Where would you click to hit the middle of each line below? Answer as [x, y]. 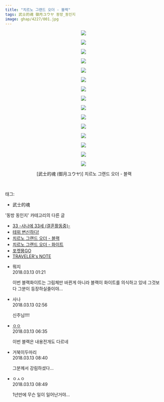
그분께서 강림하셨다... [33, 368]
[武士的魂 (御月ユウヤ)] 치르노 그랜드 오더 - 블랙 [84, 174]
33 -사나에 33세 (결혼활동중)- [41, 226]
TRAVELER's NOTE [32, 257]
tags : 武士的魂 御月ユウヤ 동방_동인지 [41, 14]
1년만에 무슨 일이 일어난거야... [41, 395]
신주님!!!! [21, 315]
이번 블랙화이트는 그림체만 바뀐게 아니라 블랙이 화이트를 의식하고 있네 [79, 282]
